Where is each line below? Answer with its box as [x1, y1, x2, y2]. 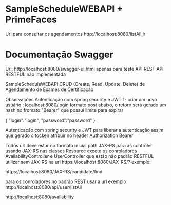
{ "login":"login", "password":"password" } [5, 117, 96, 123]
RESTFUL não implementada [5, 71, 66, 77]
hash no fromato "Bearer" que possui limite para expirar [5, 107, 124, 113]
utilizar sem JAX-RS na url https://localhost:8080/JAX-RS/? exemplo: [5, 158, 151, 165]
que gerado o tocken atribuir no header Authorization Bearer [5, 132, 134, 139]
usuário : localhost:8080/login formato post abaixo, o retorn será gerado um [5, 102, 166, 108]
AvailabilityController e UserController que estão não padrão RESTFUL [5, 153, 154, 159]
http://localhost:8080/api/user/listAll [5, 184, 82, 190]
